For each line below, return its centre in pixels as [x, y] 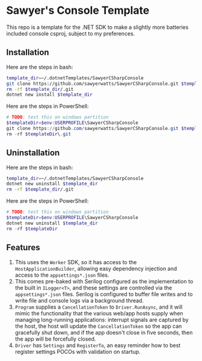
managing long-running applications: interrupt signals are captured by [102, 319]
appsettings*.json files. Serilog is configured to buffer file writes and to [104, 294]
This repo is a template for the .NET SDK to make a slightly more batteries [97, 27]
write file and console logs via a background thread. [79, 300]
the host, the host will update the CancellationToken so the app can [98, 326]
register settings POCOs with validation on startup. [78, 351]
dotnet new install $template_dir [50, 95]
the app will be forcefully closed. [55, 339]
